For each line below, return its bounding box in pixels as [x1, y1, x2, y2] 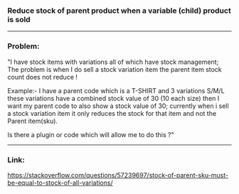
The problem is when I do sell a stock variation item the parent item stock [7, 65, 222, 73]
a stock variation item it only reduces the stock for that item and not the [7, 109, 217, 117]
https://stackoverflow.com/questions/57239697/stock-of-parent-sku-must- [7, 171, 229, 179]
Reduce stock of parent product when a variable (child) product [7, 6, 231, 16]
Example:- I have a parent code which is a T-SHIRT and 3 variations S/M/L [7, 86, 225, 95]
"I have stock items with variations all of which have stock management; [7, 58, 219, 66]
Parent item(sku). [7, 117, 58, 125]
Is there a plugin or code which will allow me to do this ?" [7, 130, 174, 139]
